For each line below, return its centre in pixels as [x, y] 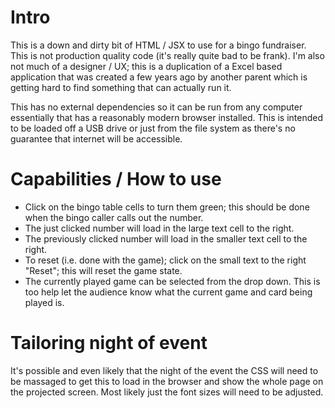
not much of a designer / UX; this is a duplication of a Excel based [146, 66]
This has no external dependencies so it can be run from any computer [156, 107]
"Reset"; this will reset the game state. [103, 270]
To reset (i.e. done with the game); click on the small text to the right [165, 260]
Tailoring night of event [109, 343]
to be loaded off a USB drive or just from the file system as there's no [153, 128]
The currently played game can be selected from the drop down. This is [172, 281]
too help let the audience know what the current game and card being [168, 292]
